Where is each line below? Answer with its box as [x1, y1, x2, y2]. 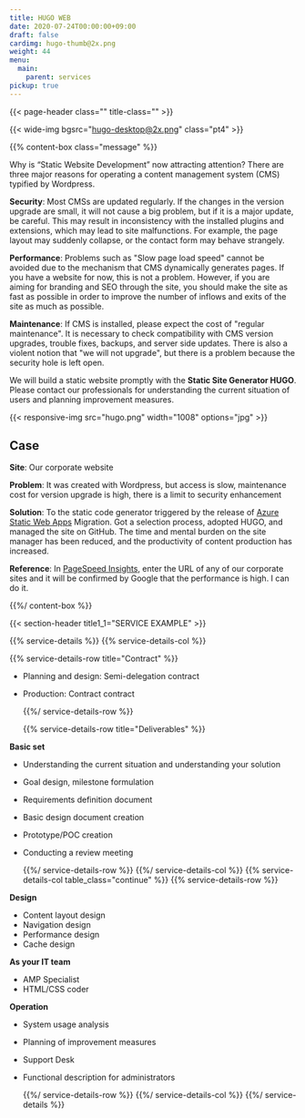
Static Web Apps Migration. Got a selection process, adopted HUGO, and [9, 516, 283, 528]
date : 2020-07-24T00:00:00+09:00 [9, 22, 137, 31]
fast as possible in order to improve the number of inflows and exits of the [9, 290, 287, 301]
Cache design [22, 939, 76, 950]
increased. [9, 545, 50, 556]
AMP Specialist [22, 974, 80, 985]
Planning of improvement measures [22, 1037, 157, 1048]
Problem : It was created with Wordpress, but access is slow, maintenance [9, 480, 287, 491]
